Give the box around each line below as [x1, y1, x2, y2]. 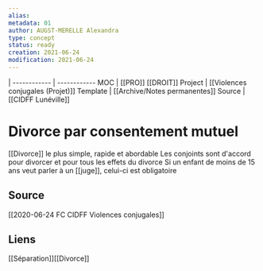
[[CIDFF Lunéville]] [8, 95, 70, 104]
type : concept [8, 33, 56, 42]
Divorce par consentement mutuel [8, 122, 238, 141]
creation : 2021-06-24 [8, 48, 80, 56]
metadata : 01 [8, 19, 52, 27]
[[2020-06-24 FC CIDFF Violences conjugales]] [8, 210, 164, 219]
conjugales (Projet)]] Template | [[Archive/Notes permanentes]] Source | [8, 86, 246, 95]
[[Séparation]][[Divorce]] [8, 254, 90, 263]
